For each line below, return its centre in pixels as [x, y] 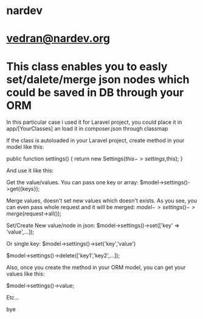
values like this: [26, 274]
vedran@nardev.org [58, 39]
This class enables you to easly [87, 66]
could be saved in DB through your [95, 92]
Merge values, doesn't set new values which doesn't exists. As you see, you [102, 201]
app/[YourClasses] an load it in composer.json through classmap [87, 129]
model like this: [25, 147]
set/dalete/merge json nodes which [98, 79]
